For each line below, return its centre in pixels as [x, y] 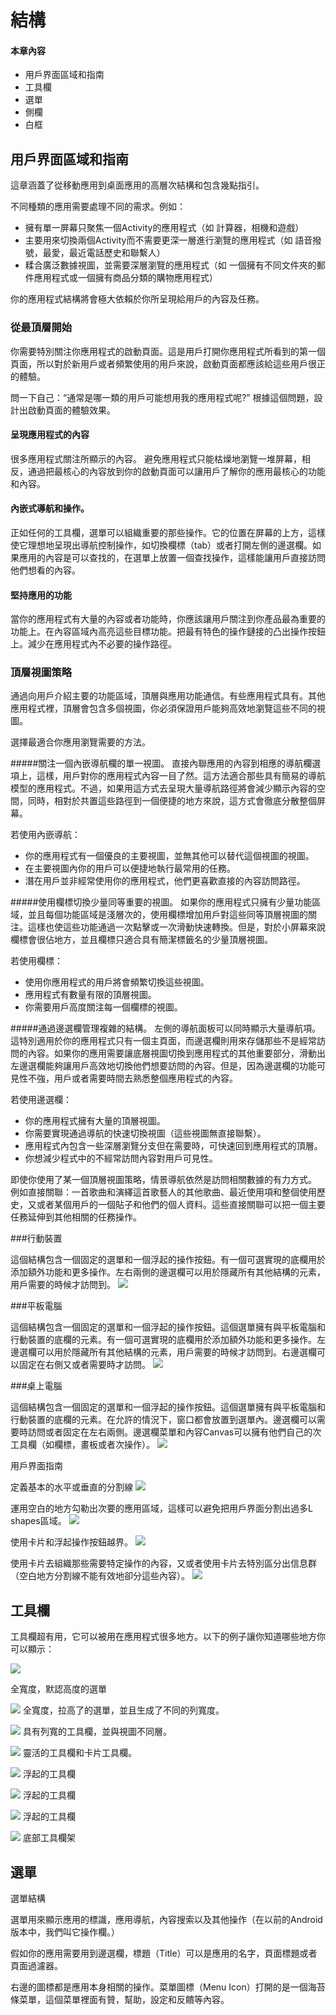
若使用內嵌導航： [45, 835]
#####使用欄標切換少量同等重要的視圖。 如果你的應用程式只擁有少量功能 [161, 902]
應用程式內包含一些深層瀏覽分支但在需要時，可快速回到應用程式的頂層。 [173, 1146]
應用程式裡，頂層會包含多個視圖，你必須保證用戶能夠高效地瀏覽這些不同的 [163, 708]
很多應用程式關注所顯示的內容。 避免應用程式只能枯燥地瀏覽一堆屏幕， [156, 458]
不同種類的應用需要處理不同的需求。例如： [98, 207]
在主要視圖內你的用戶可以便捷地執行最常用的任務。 [130, 868]
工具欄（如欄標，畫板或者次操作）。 [82, 1445]
